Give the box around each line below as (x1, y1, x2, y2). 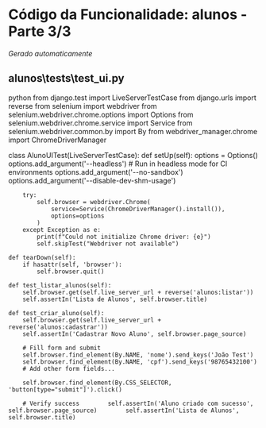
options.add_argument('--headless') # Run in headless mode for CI (8, 159, 228, 168)
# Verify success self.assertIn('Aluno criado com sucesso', (22, 399, 254, 407)
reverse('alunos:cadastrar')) (8, 323, 109, 331)
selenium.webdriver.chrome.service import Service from (8, 118, 193, 128)
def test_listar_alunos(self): (8, 281, 112, 289)
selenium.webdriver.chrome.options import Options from (8, 110, 194, 119)
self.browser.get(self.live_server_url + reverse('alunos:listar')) (22, 288, 254, 296)
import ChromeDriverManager (8, 135, 107, 145)
